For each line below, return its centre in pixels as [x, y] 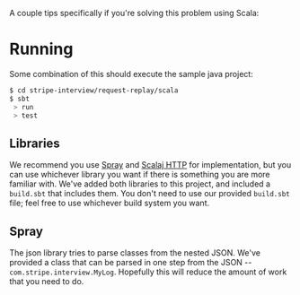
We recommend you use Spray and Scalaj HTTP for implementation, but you [150, 165]
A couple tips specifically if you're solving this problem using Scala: [134, 13]
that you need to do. [47, 282]
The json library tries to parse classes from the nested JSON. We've [135, 253]
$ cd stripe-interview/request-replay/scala [94, 90]
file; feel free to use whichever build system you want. [109, 203]
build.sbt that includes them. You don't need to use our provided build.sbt [150, 194]
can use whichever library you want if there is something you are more [140, 175]
